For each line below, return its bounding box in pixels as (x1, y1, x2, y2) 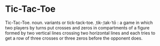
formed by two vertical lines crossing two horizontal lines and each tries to (5, 30, 156, 36)
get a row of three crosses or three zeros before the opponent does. (5, 35, 143, 41)
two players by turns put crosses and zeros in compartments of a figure (5, 24, 150, 30)
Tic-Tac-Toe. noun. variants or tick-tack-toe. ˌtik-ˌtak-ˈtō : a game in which (5, 20, 153, 25)
